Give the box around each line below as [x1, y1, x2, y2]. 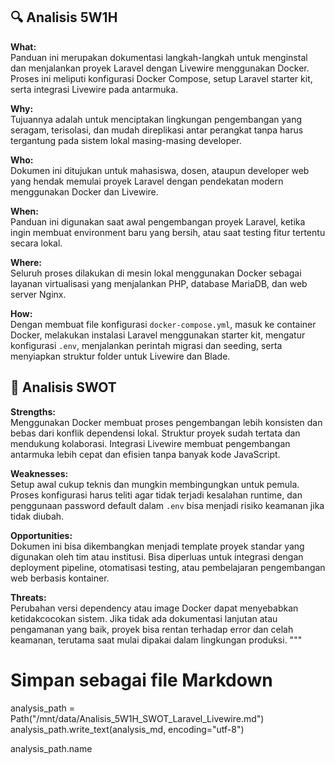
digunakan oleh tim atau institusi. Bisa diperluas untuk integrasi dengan [10, 550, 304, 563]
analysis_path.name [10, 742, 93, 754]
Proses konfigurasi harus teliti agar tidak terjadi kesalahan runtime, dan [10, 489, 303, 501]
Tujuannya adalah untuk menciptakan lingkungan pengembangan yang [10, 113, 303, 125]
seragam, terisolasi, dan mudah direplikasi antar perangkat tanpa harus [10, 124, 304, 136]
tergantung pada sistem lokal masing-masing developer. [10, 134, 242, 146]
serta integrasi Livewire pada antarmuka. [10, 83, 179, 95]
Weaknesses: [10, 467, 69, 479]
